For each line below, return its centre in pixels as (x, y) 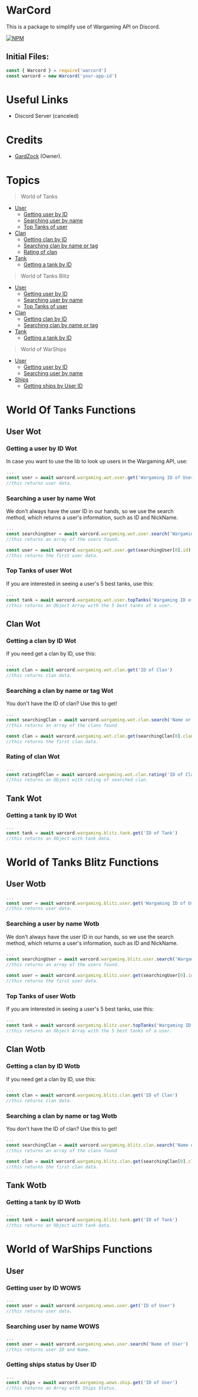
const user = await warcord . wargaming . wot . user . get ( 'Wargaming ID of (93, 478)
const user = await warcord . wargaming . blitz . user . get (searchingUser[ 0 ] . (97, 976)
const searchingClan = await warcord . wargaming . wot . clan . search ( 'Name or (99, 720)
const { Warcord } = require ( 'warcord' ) (57, 70)
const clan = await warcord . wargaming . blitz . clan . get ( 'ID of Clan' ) (92, 1095)
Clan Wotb (26, 1049)
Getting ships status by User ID (52, 1364)
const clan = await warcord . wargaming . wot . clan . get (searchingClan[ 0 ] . (95, 736)
